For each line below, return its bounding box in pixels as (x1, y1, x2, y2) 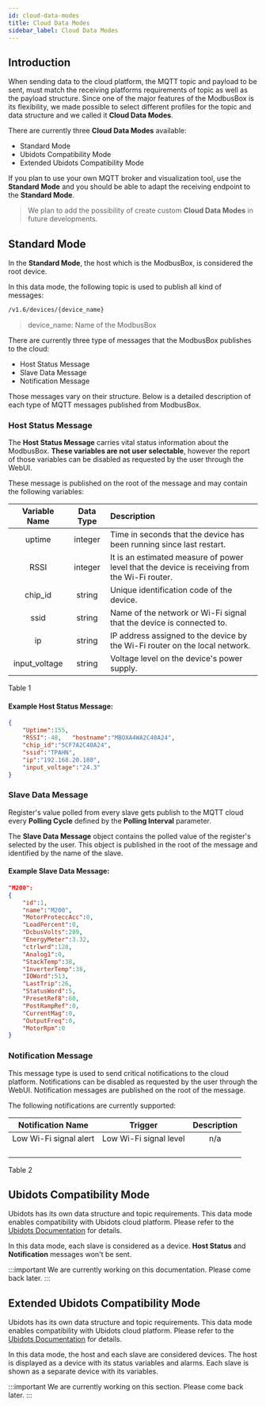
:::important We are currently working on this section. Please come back (8, 1382, 244, 1392)
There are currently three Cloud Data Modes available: (8, 126, 188, 136)
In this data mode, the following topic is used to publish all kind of (8, 282, 222, 291)
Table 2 (8, 1165, 33, 1174)
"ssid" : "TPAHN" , (22, 748, 77, 756)
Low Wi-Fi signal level (101, 1132, 185, 1143)
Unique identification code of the (110, 585, 233, 596)
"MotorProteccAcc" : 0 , (22, 913, 93, 921)
